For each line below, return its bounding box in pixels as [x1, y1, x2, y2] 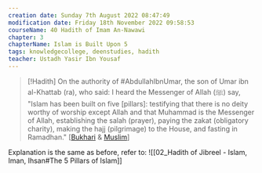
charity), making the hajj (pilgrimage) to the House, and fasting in [27, 124, 238, 133]
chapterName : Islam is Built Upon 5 [8, 41, 128, 49]
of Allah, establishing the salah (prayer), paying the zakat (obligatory [27, 115, 249, 125]
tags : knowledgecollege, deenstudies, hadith [8, 48, 159, 56]
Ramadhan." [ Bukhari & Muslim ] [27, 132, 130, 142]
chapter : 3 [8, 33, 44, 41]
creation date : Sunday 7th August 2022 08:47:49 [8, 11, 170, 20]
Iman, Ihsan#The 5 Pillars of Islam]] [8, 156, 123, 165]
